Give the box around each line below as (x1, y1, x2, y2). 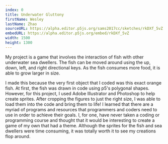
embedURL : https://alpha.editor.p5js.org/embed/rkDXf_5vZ (5, 31, 129, 36)
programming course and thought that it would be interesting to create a (5, 117, 155, 123)
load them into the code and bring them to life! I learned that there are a (5, 101, 153, 107)
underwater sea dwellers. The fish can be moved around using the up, (5, 59, 151, 65)
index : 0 (5, 7, 24, 13)
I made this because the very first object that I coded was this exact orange (5, 80, 162, 86)
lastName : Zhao (5, 21, 37, 27)
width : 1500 (5, 36, 30, 41)
